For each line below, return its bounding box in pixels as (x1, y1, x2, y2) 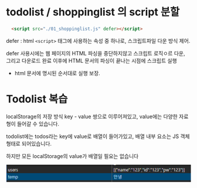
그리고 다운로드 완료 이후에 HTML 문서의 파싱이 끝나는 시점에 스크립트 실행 (6, 57, 177, 64)
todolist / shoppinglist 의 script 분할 (6, 5, 180, 19)
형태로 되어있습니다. (6, 140, 52, 147)
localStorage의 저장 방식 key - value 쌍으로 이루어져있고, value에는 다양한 (6, 113, 178, 120)
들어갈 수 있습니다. (16, 120, 60, 127)
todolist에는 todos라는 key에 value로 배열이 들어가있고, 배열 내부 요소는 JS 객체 (6, 133, 190, 140)
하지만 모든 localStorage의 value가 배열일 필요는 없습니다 (6, 152, 139, 159)
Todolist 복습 (6, 92, 68, 106)
